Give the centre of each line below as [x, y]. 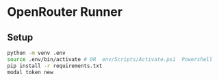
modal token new [30, 72]
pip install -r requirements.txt [55, 66]
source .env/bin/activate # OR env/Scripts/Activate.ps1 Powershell [110, 59]
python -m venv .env [37, 53]
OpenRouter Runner [65, 12]
